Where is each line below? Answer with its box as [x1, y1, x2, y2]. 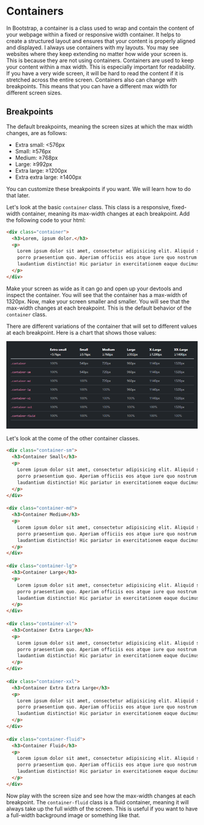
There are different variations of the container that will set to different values [6, 322, 197, 330]
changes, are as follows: [6, 129, 67, 136]
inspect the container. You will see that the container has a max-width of [6, 291, 188, 299]
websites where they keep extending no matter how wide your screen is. [6, 50, 188, 57]
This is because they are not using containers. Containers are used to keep [6, 57, 194, 64]
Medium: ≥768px [15, 154, 58, 161]
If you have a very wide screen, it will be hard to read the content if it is [6, 69, 184, 77]
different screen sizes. [6, 89, 63, 96]
